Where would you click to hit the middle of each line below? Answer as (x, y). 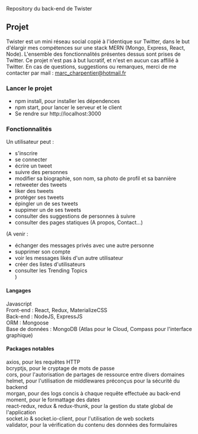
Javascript (19, 304)
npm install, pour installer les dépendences (67, 101)
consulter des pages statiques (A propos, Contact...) (79, 223)
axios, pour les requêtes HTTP (43, 362)
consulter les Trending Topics (51, 271)
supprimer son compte (42, 252)
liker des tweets (34, 191)
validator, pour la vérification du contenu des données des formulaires (92, 425)
